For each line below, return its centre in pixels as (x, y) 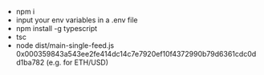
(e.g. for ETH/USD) (77, 62)
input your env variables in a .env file (77, 20)
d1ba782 (30, 62)
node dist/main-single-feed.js (65, 45)
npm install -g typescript (57, 28)
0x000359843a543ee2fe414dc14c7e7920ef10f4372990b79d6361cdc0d (136, 54)
